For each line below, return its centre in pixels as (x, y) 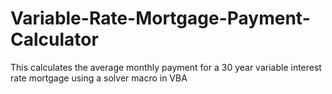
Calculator (54, 39)
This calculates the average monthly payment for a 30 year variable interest (166, 67)
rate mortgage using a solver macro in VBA (99, 78)
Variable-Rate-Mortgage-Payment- (160, 18)
